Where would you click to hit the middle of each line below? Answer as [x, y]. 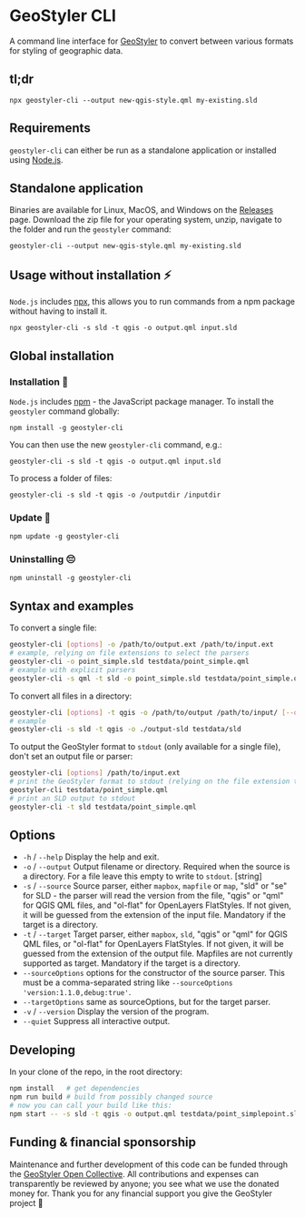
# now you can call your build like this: [91, 1106]
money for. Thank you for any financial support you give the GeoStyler [141, 1193]
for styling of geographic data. [66, 50]
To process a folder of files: [61, 478]
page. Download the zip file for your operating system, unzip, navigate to [146, 220]
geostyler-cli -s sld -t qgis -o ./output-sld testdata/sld [126, 729]
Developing [42, 1050]
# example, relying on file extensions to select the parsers [129, 653]
